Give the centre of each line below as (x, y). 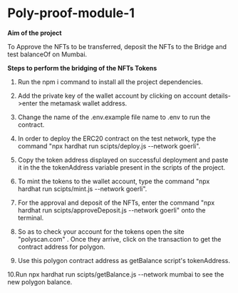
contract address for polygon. (61, 247)
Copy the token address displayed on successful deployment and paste (123, 160)
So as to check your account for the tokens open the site (101, 231)
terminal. (31, 217)
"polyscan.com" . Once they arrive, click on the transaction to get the (119, 239)
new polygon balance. (40, 282)
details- (220, 96)
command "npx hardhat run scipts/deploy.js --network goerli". (109, 146)
